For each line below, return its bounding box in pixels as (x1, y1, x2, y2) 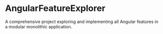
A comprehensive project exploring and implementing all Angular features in (5, 19, 159, 24)
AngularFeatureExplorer (5, 3, 106, 14)
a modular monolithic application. (5, 23, 72, 29)
